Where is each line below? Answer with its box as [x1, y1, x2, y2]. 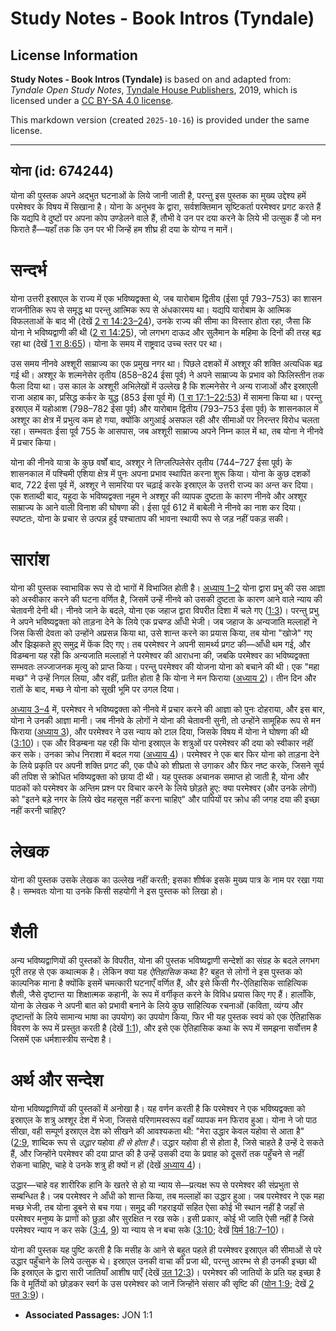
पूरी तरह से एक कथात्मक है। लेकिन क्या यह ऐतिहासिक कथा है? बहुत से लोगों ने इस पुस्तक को [10, 965, 303, 977]
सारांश [10, 548, 50, 571]
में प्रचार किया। [10, 436, 57, 448]
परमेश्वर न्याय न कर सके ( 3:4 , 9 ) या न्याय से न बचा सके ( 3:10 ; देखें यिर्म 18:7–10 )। [10, 1223, 285, 1236]
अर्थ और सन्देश [10, 1068, 104, 1091]
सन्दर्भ [10, 259, 47, 281]
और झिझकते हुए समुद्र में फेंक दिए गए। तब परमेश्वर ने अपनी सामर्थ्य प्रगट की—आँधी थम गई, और [10, 638, 311, 650]
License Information [10, 47, 138, 64]
